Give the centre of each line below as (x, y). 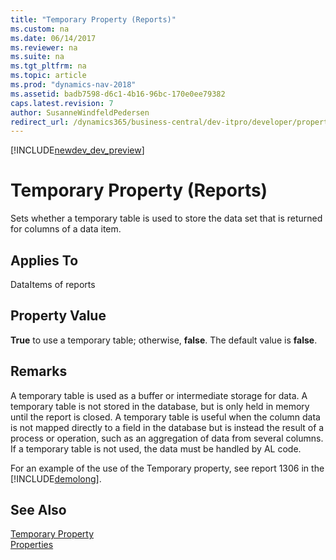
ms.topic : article (48, 76)
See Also (38, 510)
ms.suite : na (37, 57)
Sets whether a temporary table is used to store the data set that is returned (166, 218)
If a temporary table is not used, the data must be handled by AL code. (156, 448)
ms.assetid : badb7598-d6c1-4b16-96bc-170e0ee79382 (118, 94)
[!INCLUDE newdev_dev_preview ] (77, 150)
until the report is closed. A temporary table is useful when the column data (165, 417)
